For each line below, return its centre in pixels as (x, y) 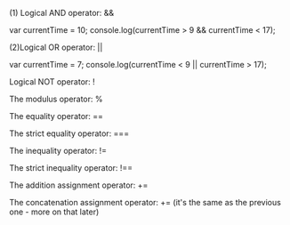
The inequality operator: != (58, 151)
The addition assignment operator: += (79, 185)
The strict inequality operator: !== (71, 168)
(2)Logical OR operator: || (56, 47)
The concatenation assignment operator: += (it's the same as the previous (145, 202)
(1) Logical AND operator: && (62, 13)
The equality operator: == (56, 116)
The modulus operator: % (56, 99)
